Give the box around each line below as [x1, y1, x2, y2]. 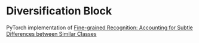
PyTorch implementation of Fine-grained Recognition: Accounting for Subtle [6, 24, 193, 31]
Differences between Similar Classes [6, 30, 97, 37]
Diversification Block [6, 4, 112, 18]
